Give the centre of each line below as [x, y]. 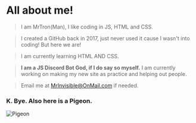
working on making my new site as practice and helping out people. [104, 74]
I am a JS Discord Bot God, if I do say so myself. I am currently [98, 67]
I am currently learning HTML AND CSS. [70, 56]
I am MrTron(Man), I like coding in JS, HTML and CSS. [87, 27]
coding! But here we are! [51, 45]
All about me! [40, 10]
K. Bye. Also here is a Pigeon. [49, 100]
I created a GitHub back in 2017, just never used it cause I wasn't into [105, 38]
